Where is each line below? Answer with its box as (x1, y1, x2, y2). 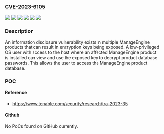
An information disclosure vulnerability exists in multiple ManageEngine (5, 39, 150, 45)
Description (5, 28, 34, 35)
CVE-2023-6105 (5, 3, 46, 10)
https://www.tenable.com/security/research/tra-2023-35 (12, 100, 128, 107)
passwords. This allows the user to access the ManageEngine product (5, 60, 148, 66)
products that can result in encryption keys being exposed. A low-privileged (5, 44, 160, 50)
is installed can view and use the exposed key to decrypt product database (5, 54, 158, 60)
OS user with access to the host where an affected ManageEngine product (5, 49, 157, 55)
